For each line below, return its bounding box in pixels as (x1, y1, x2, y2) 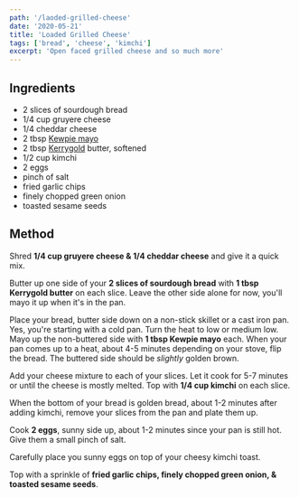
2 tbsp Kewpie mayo (22, 133, 99, 144)
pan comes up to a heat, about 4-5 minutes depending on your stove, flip (9, 342, 282, 353)
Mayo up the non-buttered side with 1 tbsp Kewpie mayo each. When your (9, 333, 287, 344)
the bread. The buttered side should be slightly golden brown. (9, 352, 239, 363)
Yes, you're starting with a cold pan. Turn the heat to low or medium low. (9, 324, 279, 334)
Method (9, 227, 55, 242)
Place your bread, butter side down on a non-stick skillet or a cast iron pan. (9, 314, 290, 325)
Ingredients (9, 80, 76, 96)
